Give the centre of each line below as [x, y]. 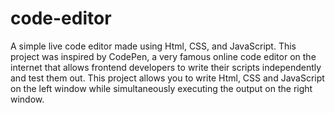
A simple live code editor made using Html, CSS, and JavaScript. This [153, 46]
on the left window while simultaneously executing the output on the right [161, 88]
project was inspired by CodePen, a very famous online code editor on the [163, 56]
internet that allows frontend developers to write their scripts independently [166, 67]
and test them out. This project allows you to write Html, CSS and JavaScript [167, 78]
